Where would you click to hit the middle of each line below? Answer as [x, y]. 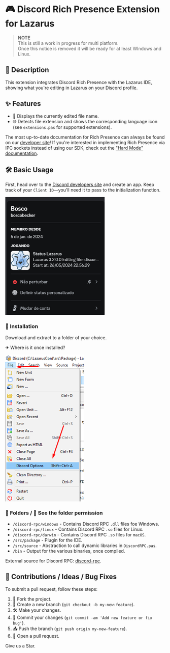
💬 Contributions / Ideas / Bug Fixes [61, 577]
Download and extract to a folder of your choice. [56, 337]
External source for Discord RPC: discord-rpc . [53, 561]
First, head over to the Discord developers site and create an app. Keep [80, 185]
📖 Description [27, 70]
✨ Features [23, 104]
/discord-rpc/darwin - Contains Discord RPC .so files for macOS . [79, 534]
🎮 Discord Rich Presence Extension [82, 9]
